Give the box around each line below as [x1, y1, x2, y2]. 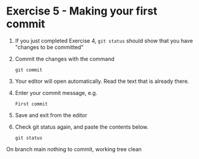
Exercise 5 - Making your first [6, 4, 158, 18]
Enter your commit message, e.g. [14, 89, 98, 96]
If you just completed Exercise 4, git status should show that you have [14, 37, 193, 44]
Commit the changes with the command [14, 55, 115, 62]
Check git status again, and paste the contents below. [14, 123, 149, 131]
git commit [14, 67, 43, 73]
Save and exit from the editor [14, 111, 87, 118]
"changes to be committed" [14, 44, 84, 51]
